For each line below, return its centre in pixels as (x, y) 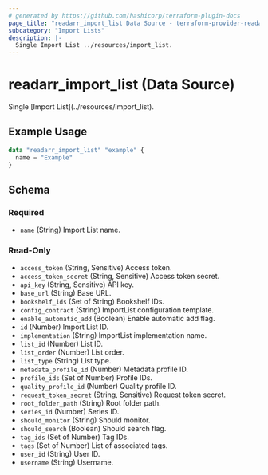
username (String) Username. (67, 462)
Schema (29, 189)
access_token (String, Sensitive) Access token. (96, 268)
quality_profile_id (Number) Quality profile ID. (98, 387)
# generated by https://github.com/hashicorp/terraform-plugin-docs (124, 16)
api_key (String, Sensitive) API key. (77, 285)
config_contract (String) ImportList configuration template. (116, 310)
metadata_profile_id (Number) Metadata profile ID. (104, 369)
